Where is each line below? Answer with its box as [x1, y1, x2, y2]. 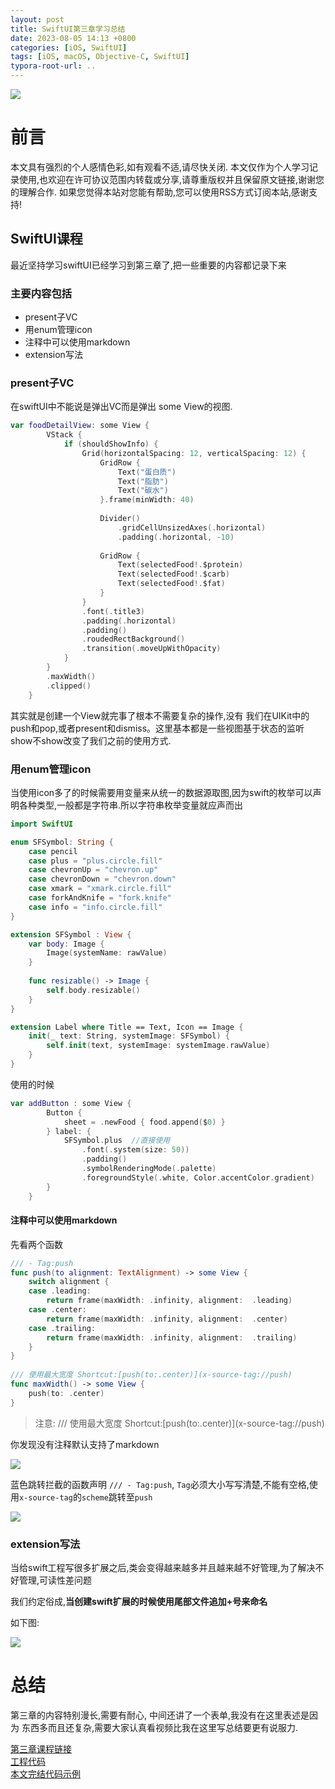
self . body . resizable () [46, 985, 141, 995]
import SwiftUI [10, 819, 74, 829]
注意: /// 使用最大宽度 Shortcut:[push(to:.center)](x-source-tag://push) [34, 1417, 325, 1429]
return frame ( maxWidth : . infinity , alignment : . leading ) [46, 1296, 293, 1306]
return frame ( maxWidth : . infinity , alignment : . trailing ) [46, 1332, 298, 1343]
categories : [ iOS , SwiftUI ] [10, 42, 128, 53]
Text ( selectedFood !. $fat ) [117, 579, 226, 589]
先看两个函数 [10, 1238, 63, 1250]
